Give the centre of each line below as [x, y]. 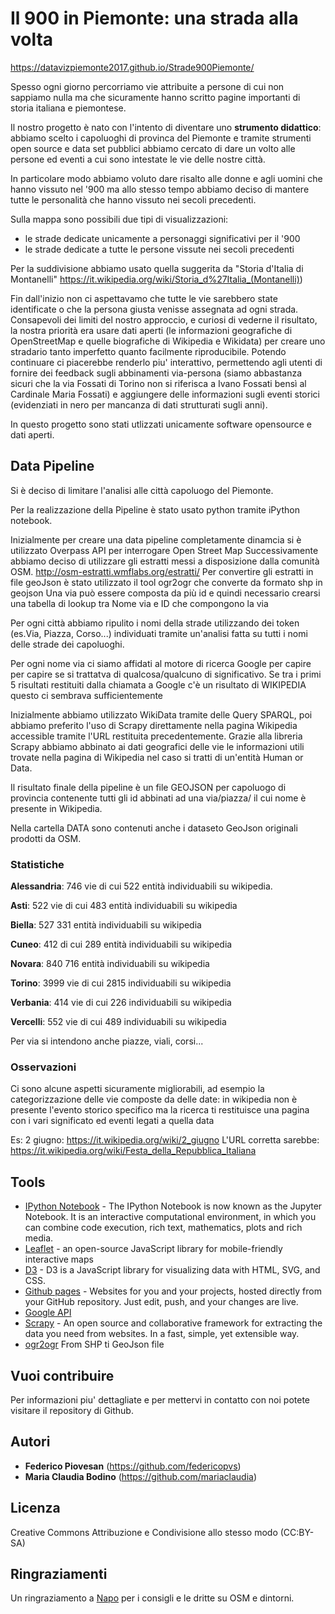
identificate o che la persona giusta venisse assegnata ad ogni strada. [154, 309]
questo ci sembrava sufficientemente [87, 695]
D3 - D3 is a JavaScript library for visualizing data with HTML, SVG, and [172, 1270]
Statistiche [37, 864]
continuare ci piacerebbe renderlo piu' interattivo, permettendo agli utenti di [166, 362]
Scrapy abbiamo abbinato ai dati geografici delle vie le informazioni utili [157, 746]
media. [39, 1238]
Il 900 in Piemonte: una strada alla [154, 18]
